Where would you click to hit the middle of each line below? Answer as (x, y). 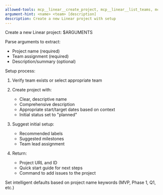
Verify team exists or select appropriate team (57, 80)
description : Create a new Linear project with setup (61, 18)
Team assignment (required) (40, 56)
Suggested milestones (41, 139)
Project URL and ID (38, 163)
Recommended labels (41, 134)
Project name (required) (36, 51)
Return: (19, 153)
